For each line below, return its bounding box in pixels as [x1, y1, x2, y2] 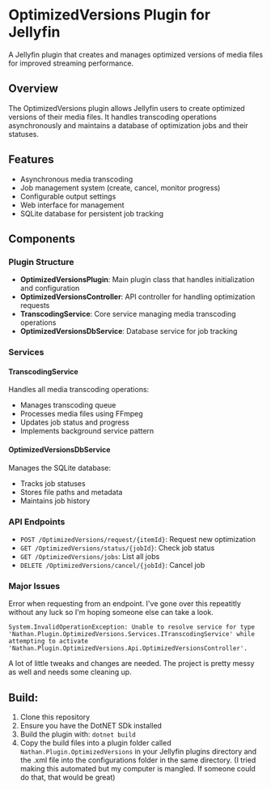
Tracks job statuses [19, 478, 87, 488]
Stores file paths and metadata [19, 487, 123, 497]
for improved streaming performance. [8, 58, 134, 68]
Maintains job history [19, 496, 91, 506]
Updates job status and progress [19, 417, 129, 427]
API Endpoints [8, 516, 66, 527]
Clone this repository [19, 711, 91, 722]
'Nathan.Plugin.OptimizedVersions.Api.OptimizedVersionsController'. [8, 644, 248, 653]
